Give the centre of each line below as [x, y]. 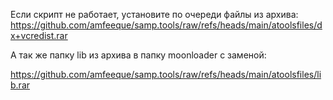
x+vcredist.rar [39, 35]
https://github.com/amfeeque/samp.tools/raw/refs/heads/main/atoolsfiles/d [166, 25]
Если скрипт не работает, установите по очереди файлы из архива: [154, 14]
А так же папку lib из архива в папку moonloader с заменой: [138, 55]
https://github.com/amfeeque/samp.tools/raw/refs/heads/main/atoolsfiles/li [166, 74]
